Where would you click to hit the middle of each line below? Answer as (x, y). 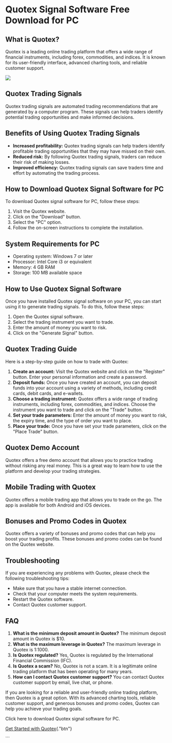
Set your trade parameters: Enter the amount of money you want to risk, (90, 415)
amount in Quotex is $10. (39, 639)
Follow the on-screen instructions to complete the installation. (78, 228)
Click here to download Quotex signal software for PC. (63, 718)
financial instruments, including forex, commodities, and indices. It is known (85, 57)
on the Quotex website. (30, 544)
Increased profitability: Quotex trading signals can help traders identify (89, 145)
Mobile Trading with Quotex (51, 487)
